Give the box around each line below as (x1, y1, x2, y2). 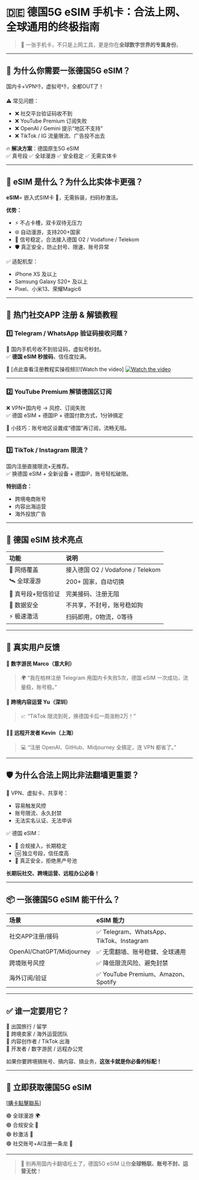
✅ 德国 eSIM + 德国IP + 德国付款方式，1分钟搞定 (6, 412, 123, 419)
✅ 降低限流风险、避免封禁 (96, 959, 169, 967)
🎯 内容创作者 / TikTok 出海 (6, 1038, 70, 1045)
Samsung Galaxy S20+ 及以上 (14, 278, 88, 285)
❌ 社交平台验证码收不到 (14, 109, 73, 117)
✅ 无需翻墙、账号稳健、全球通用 (96, 948, 187, 956)
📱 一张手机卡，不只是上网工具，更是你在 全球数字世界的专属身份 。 (20, 41, 182, 48)
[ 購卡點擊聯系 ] (6, 1099, 41, 1106)
